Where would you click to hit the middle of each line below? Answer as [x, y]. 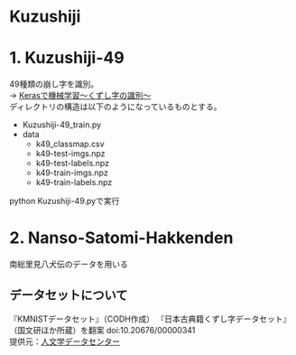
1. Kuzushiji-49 [67, 58]
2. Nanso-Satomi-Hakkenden [121, 238]
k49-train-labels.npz [74, 182]
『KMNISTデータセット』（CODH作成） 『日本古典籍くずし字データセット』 [150, 319]
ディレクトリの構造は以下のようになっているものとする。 [116, 107]
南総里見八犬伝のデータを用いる [69, 265]
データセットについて [69, 295]
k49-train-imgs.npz [72, 173]
